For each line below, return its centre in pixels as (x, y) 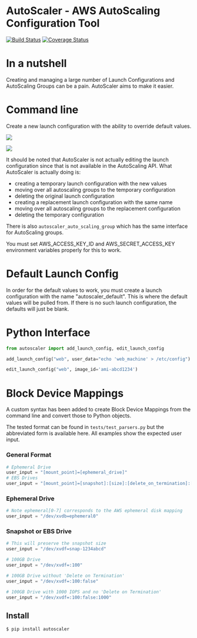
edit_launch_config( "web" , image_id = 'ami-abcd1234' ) (72, 370)
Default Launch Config (62, 274)
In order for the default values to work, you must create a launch (84, 290)
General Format (29, 455)
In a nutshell (36, 64)
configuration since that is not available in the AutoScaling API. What (89, 165)
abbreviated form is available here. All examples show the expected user (94, 433)
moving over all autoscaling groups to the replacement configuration (98, 208)
